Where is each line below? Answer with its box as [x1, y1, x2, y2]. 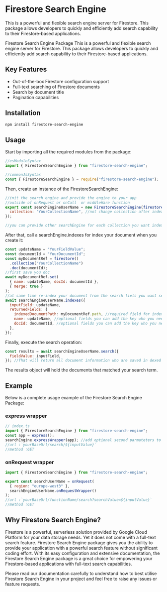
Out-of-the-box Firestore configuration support [12, 78, 109, 84]
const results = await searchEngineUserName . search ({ [5, 349, 119, 354]
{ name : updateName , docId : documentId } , [9, 279, 99, 284]
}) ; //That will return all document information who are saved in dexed [5, 358, 162, 363]
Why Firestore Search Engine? [5, 516, 101, 524]
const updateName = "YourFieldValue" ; [5, 247, 85, 252]
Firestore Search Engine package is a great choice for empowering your [5, 555, 153, 561]
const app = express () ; [5, 433, 55, 438]
